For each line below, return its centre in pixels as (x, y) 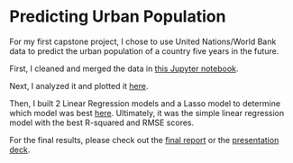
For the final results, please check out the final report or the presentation (144, 140)
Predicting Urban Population (118, 17)
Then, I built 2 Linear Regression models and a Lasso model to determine (145, 103)
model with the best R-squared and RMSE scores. (102, 122)
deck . (20, 149)
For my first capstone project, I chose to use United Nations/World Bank (143, 41)
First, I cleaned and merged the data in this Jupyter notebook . (124, 68)
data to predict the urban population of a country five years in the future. (144, 50)
